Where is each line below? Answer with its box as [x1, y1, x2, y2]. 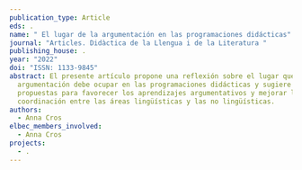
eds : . [9, 22, 34, 31]
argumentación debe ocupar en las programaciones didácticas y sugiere [17, 80, 292, 89]
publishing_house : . [9, 47, 87, 56]
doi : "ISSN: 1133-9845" [9, 64, 99, 73]
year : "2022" [9, 55, 58, 64]
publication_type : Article [9, 13, 111, 22]
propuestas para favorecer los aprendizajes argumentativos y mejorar [17, 88, 288, 97]
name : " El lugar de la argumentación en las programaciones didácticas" [9, 30, 292, 39]
